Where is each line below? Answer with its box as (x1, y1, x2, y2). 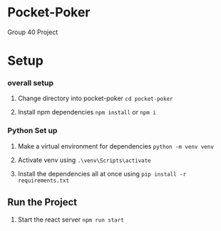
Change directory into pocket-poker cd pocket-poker (17, 94, 173, 103)
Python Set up (7, 126, 58, 136)
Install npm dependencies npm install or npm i (17, 108, 157, 117)
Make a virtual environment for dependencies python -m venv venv (17, 141, 214, 150)
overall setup (7, 78, 54, 88)
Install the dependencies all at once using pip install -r (17, 169, 187, 178)
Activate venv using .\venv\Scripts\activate (17, 156, 151, 164)
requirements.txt (17, 177, 70, 184)
